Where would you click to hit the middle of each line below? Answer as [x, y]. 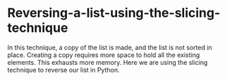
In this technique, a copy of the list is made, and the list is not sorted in [110, 47]
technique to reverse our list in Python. [63, 70]
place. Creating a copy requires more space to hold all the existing [104, 55]
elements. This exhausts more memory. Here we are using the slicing [108, 62]
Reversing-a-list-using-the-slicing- [114, 13]
